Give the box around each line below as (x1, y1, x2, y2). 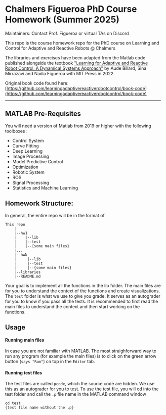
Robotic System (12, 169, 44, 175)
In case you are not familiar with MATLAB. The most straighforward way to (5, 348, 157, 354)
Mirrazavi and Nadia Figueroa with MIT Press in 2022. (5, 70, 115, 76)
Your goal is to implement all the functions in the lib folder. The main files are (5, 282, 161, 288)
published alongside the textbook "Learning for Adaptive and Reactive (5, 60, 148, 66)
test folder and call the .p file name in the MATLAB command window (5, 391, 147, 397)
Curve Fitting (12, 142, 39, 149)
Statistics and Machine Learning (12, 184, 78, 191)
